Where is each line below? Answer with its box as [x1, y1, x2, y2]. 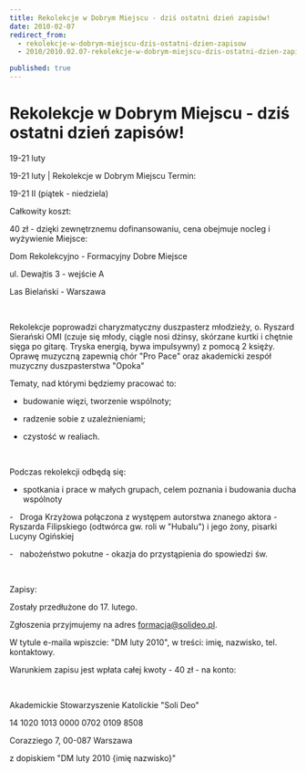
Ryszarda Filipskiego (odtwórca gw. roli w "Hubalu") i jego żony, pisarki [9, 521, 278, 532]
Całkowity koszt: [9, 205, 71, 216]
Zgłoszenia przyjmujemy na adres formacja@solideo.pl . [9, 619, 218, 630]
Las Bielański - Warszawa [9, 286, 107, 297]
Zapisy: [9, 583, 37, 594]
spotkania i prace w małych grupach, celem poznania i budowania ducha [22, 484, 297, 495]
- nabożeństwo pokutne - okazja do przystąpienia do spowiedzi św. [9, 548, 269, 559]
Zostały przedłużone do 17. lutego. [9, 601, 138, 612]
